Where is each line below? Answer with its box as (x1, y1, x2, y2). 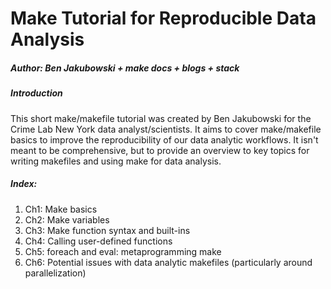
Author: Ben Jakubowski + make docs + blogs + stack (10, 62, 240, 74)
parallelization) (24, 267, 87, 279)
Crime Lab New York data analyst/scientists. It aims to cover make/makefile (10, 123, 322, 135)
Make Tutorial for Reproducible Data (10, 7, 317, 30)
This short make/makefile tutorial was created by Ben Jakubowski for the (10, 112, 312, 124)
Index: (10, 178, 38, 190)
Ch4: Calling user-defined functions (24, 235, 173, 247)
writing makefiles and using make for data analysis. (10, 155, 222, 167)
